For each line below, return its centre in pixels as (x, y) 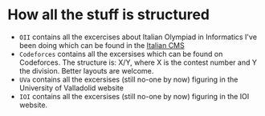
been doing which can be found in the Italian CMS (102, 45)
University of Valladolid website (71, 88)
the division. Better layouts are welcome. (86, 70)
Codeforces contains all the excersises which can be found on (121, 54)
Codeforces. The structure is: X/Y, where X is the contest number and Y (138, 62)
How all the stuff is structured (109, 15)
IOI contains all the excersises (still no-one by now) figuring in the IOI (134, 96)
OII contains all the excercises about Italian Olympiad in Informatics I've (138, 37)
